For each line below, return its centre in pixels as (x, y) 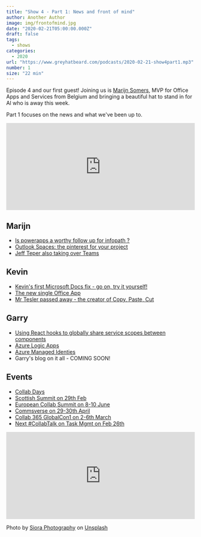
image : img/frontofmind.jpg (41, 23)
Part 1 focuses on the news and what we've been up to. (74, 115)
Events (19, 377)
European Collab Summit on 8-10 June (63, 404)
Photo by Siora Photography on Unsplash (57, 527)
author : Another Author (36, 17)
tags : (13, 40)
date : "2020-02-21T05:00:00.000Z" (49, 29)
